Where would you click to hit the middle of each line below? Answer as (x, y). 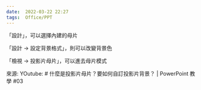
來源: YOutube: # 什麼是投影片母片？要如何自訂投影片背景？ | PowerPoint (97, 73)
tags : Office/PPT (29, 17)
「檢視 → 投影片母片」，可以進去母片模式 (57, 61)
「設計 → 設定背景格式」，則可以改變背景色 (59, 48)
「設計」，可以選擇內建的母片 (42, 35)
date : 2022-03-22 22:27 (37, 12)
